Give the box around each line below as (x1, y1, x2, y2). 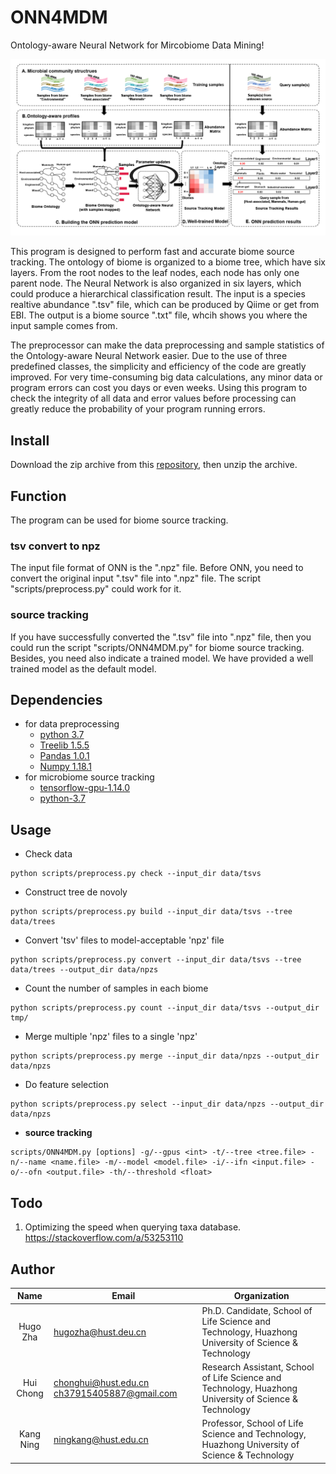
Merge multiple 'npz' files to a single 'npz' (24, 1031, 198, 1043)
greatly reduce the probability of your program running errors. (10, 403, 266, 415)
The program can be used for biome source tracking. (10, 514, 229, 526)
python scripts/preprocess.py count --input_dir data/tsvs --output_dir (10, 1003, 320, 1013)
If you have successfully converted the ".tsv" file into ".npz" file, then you (10, 631, 312, 643)
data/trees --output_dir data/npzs (10, 965, 159, 975)
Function (10, 487, 67, 505)
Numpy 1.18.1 (39, 761, 92, 773)
